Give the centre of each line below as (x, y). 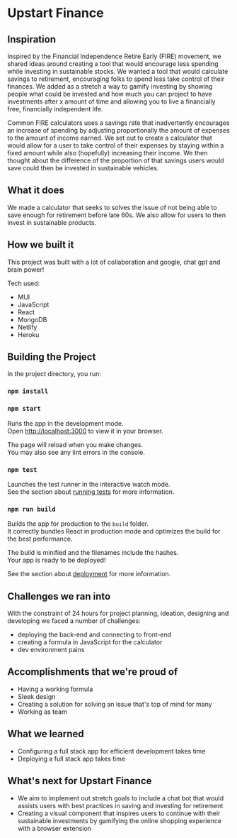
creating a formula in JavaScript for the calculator (90, 642)
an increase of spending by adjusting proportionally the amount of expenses (118, 130)
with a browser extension (54, 828)
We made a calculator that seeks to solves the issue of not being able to (112, 207)
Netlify (27, 327)
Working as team (42, 712)
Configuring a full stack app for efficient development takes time (111, 751)
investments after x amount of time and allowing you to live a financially (111, 101)
